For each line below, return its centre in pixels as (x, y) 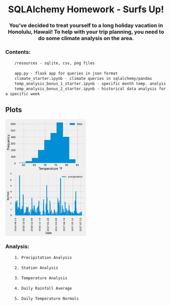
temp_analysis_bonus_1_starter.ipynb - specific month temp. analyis (90, 84)
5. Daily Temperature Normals (47, 299)
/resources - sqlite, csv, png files (55, 63)
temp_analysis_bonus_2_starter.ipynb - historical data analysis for (90, 89)
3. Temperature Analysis (41, 278)
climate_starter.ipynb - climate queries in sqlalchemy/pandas (83, 79)
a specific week (23, 94)
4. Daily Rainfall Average (43, 289)
